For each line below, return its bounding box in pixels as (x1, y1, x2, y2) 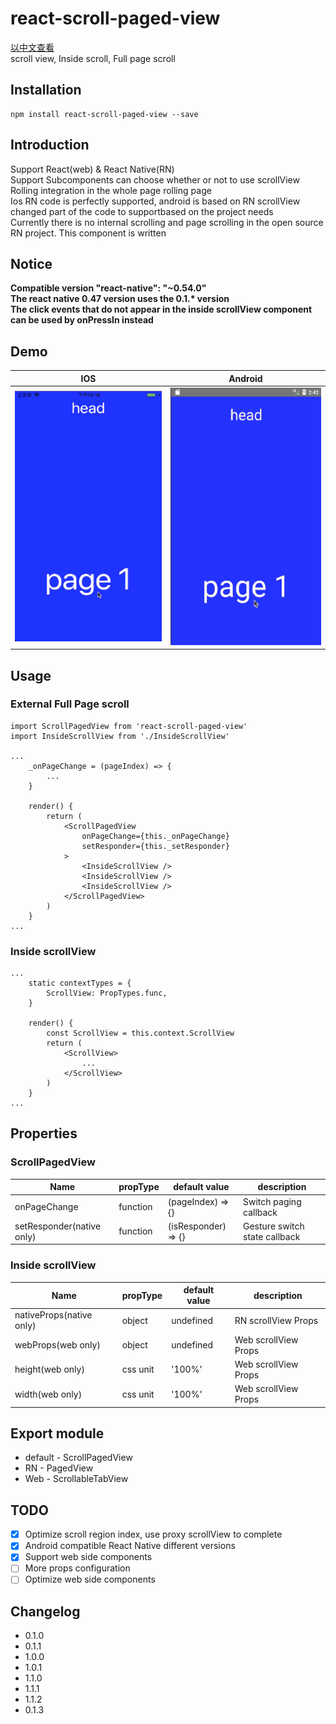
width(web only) (14, 1388, 83, 1400)
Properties (10, 1125, 78, 1142)
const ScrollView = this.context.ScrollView (46, 1028, 235, 1039)
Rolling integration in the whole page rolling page (10, 184, 212, 196)
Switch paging (243, 1195, 302, 1207)
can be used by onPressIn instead (10, 314, 154, 326)
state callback (243, 1230, 301, 1242)
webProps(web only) (14, 1339, 101, 1351)
